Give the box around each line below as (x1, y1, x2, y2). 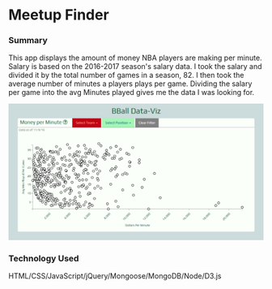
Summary (8, 35, 49, 46)
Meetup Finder (8, 6, 109, 24)
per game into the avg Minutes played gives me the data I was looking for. (8, 88, 255, 97)
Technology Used (8, 252, 79, 264)
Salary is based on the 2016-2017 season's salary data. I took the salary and (8, 62, 262, 71)
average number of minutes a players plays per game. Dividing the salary (8, 79, 253, 88)
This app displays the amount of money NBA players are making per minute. (8, 53, 262, 63)
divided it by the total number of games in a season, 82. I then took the (8, 71, 244, 80)
